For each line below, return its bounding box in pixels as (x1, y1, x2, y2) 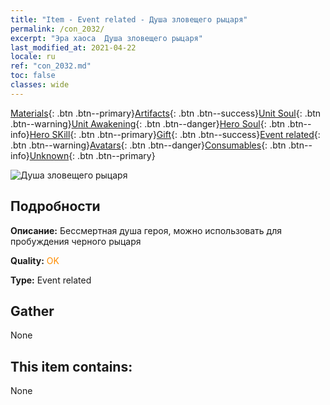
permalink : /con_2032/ (10, 24, 105, 34)
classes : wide (10, 80, 70, 90)
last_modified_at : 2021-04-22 (10, 42, 137, 53)
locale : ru (10, 52, 56, 62)
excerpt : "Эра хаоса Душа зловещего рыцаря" (10, 33, 203, 43)
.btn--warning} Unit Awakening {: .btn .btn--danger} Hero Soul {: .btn (10, 117, 286, 130)
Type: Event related (10, 274, 92, 286)
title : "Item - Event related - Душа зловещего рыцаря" (10, 14, 248, 25)
